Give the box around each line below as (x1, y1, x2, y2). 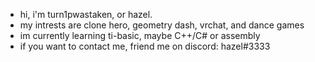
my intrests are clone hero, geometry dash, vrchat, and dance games (19, 19, 305, 31)
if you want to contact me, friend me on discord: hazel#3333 (19, 40, 271, 52)
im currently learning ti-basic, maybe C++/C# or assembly (19, 30, 261, 41)
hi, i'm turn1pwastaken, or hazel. (19, 9, 153, 20)
